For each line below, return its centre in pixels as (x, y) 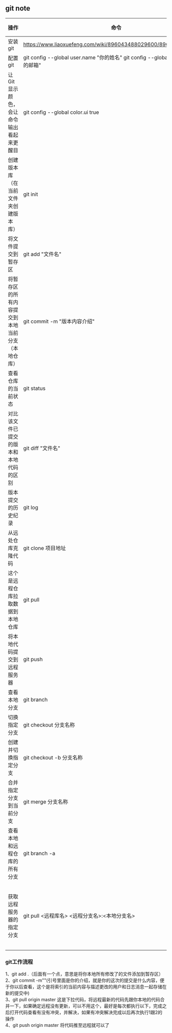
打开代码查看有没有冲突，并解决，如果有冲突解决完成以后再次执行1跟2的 (86, 1013)
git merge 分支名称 (46, 801)
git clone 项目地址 (45, 548)
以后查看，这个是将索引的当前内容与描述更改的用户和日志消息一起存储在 (90, 987)
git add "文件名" (42, 254)
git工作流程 (19, 962)
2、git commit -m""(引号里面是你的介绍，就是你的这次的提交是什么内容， (83, 980)
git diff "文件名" (42, 448)
